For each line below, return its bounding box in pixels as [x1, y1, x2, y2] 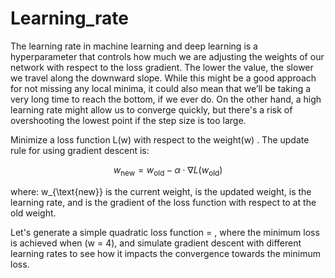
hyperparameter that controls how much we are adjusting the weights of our [10, 50, 325, 62]
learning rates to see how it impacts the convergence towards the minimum [10, 247, 321, 259]
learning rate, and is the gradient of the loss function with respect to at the [10, 196, 317, 208]
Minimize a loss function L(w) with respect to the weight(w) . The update [10, 133, 310, 146]
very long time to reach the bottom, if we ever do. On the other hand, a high [10, 93, 322, 105]
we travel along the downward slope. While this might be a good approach [10, 72, 317, 84]
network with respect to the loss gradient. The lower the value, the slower [10, 61, 314, 73]
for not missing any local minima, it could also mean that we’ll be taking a [10, 82, 312, 94]
